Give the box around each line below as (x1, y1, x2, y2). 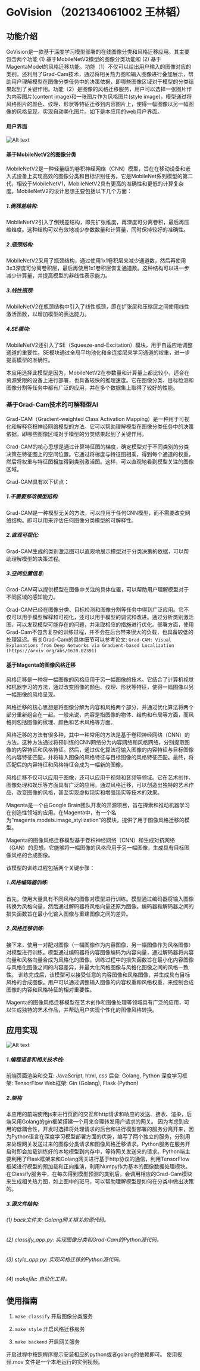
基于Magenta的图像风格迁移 (6, 661, 76, 668)
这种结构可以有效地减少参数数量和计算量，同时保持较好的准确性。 (26, 226, 189, 233)
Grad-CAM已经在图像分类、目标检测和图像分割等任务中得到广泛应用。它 (6, 606, 184, 613)
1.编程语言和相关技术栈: (6, 1056, 64, 1063)
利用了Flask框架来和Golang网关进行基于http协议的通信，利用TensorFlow (11, 1155, 190, 1163)
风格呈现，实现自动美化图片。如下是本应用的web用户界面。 (16, 108, 162, 115)
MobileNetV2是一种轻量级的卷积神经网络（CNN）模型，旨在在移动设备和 (6, 165, 186, 172)
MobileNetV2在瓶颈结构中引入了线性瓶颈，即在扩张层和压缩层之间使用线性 (6, 303, 189, 310)
